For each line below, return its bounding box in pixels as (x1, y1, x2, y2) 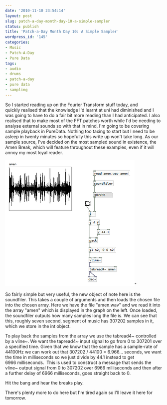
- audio (5, 66, 21, 71)
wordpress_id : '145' (5, 35, 48, 40)
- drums (5, 72, 21, 77)
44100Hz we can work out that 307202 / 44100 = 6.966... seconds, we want (5, 348, 162, 355)
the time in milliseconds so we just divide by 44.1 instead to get (5, 354, 135, 360)
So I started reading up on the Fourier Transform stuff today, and (5, 102, 138, 108)
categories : (5, 40, 30, 45)
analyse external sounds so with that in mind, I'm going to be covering (5, 123, 150, 129)
